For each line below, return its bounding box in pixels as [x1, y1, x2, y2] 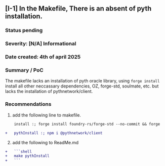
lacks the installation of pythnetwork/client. [5, 88, 93, 94]
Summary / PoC [5, 67, 43, 74]
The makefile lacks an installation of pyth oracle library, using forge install [5, 78, 160, 84]
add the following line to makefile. [12, 112, 82, 118]
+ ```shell [5, 149, 32, 154]
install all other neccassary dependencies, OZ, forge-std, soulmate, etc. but [5, 83, 159, 89]
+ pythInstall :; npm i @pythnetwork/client [5, 130, 103, 135]
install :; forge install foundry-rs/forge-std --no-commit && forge [14, 122, 161, 126]
